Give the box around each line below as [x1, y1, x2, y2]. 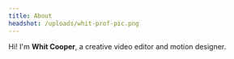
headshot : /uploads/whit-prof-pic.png [8, 19, 139, 27]
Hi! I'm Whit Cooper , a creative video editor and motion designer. [8, 41, 227, 51]
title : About [8, 11, 53, 20]
